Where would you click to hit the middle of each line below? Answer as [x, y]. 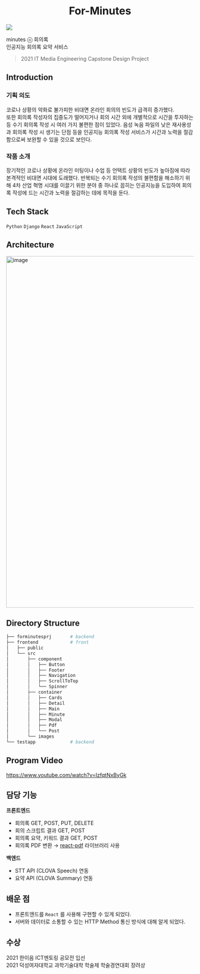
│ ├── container [34, 692]
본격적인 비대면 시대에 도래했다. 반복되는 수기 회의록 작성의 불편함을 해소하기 [95, 177]
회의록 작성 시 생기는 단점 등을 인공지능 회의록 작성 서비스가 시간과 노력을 [97, 132]
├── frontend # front [48, 642]
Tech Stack [27, 212]
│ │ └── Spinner [37, 687]
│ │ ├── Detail [36, 703]
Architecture [30, 245]
